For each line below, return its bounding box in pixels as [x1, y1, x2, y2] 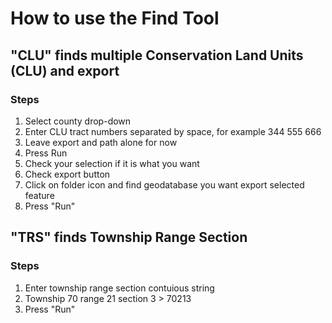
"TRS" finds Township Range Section [10, 229, 248, 246]
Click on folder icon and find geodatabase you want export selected [24, 178, 305, 191]
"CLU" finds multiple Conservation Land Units [10, 47, 304, 64]
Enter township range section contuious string [24, 282, 215, 294]
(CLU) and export [10, 62, 120, 79]
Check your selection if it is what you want [24, 157, 200, 169]
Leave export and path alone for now [24, 136, 178, 148]
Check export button [24, 168, 111, 180]
